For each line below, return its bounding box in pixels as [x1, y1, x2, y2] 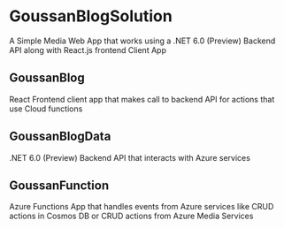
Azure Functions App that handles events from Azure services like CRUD [9, 201, 274, 212]
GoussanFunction [9, 178, 109, 193]
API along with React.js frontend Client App [9, 44, 166, 55]
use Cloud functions [9, 103, 83, 114]
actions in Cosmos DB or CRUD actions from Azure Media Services [9, 210, 254, 222]
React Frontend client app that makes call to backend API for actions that [9, 94, 275, 104]
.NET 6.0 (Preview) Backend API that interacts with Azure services [9, 152, 250, 163]
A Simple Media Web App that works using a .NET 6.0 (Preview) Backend [9, 35, 276, 46]
